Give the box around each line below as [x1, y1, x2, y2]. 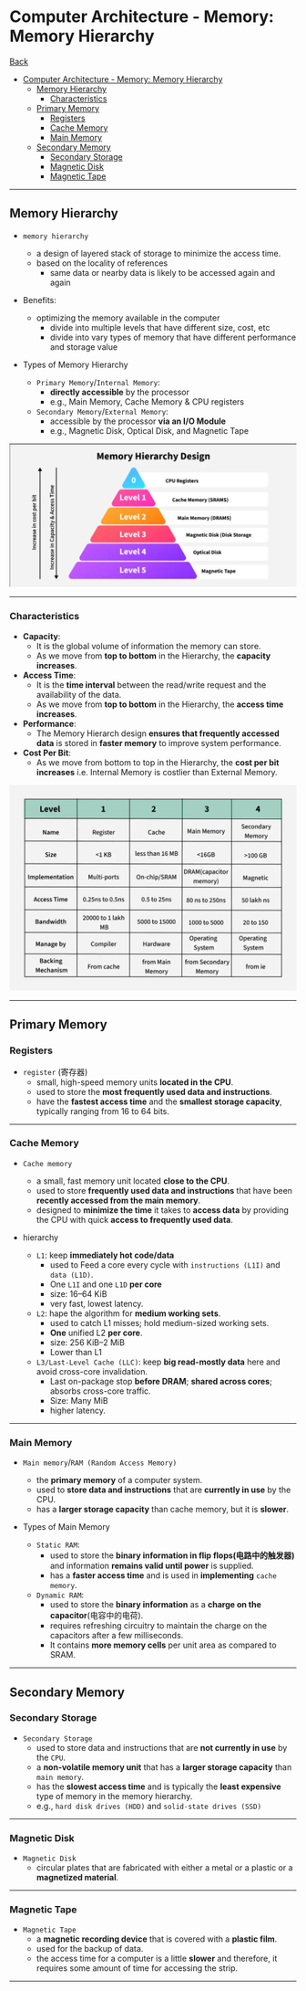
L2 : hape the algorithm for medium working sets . [36, 1308, 221, 1319]
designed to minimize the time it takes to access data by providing [36, 1204, 290, 1216]
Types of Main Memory [22, 1522, 111, 1533]
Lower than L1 [49, 1346, 102, 1357]
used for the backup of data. [36, 1944, 144, 1954]
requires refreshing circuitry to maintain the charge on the [49, 1620, 267, 1631]
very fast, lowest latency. [49, 1298, 144, 1309]
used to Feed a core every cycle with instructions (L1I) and [49, 1259, 280, 1270]
